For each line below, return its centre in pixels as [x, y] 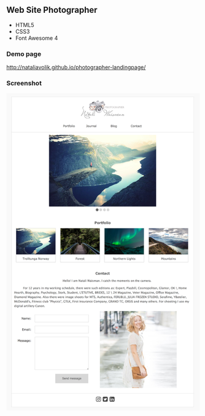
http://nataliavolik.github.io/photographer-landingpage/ [76, 68]
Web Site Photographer [52, 10]
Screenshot [24, 84]
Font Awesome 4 [37, 38]
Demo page [24, 53]
